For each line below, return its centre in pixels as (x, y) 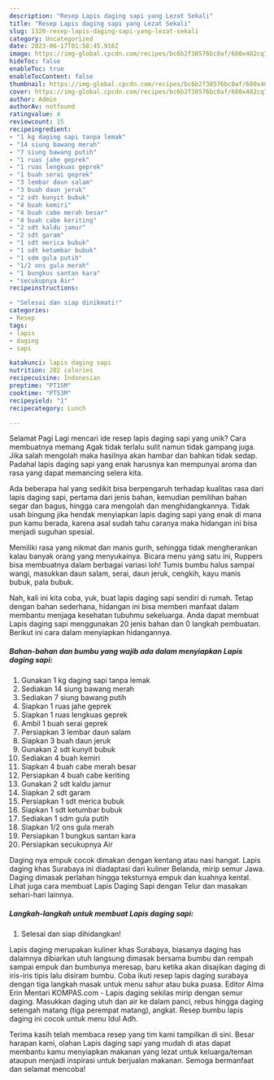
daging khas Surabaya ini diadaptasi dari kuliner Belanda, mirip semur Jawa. (137, 869)
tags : (18, 325)
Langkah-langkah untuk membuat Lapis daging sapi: (102, 913)
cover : (20, 91)
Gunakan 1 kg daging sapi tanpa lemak (85, 681)
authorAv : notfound (42, 107)
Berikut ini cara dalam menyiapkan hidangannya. (91, 633)
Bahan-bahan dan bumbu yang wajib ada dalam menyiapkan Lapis (126, 651)
